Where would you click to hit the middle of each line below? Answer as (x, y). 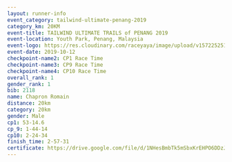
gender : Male (26, 116)
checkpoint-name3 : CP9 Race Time (55, 65)
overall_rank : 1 (30, 78)
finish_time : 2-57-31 (38, 142)
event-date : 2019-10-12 (41, 52)
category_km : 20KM (33, 26)
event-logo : (24, 45)
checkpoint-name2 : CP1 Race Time (55, 59)
